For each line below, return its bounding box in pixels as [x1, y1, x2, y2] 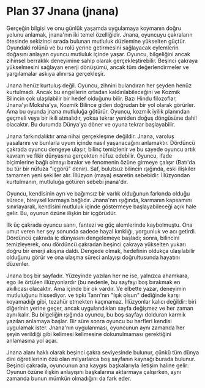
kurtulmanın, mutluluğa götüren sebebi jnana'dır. [6, 178, 129, 185]
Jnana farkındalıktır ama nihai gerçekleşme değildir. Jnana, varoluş [6, 133, 174, 140]
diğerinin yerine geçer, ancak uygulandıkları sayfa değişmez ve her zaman [6, 304, 194, 312]
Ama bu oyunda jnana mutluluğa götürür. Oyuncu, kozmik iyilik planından [6, 108, 190, 115]
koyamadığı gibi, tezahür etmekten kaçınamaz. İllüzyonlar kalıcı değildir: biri [6, 298, 197, 305]
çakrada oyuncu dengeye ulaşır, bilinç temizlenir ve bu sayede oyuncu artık [6, 145, 196, 153]
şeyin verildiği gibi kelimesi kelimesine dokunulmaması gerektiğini [6, 330, 171, 337]
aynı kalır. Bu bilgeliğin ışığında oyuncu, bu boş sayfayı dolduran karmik [6, 310, 186, 318]
